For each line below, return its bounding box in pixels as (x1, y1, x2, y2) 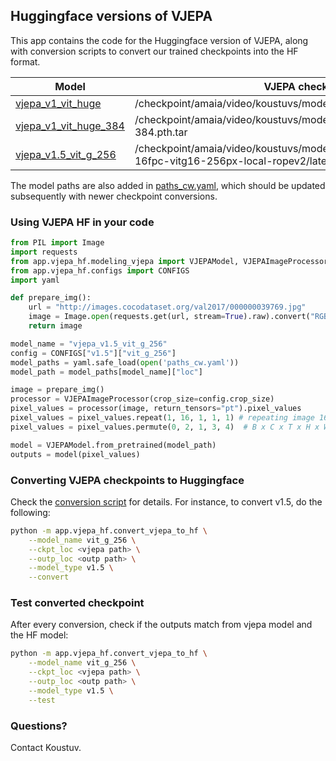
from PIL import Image (10, 238, 105, 248)
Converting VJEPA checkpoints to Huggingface (10, 473, 245, 487)
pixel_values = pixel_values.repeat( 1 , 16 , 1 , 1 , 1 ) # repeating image (10, 413, 315, 423)
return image (28, 321, 83, 331)
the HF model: (10, 629, 69, 641)
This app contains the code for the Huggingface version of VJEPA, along (10, 34, 309, 46)
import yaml (10, 275, 60, 285)
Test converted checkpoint (10, 596, 145, 610)
